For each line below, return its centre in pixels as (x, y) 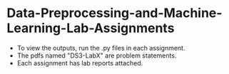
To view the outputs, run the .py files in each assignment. (101, 48)
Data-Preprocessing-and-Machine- (114, 13)
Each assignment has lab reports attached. (80, 63)
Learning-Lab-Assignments (91, 28)
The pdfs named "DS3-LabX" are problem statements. (97, 55)
